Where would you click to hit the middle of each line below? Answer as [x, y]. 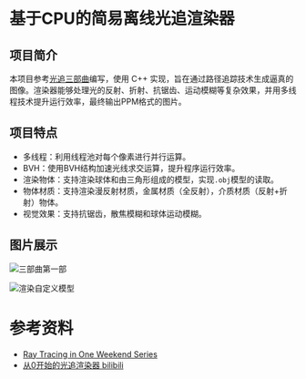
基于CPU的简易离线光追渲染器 [122, 19]
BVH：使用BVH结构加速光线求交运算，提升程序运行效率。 [131, 168]
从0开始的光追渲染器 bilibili [73, 364]
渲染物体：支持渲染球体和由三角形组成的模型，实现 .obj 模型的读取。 [151, 179]
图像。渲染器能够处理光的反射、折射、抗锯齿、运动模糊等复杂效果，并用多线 [153, 90]
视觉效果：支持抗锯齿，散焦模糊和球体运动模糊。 [114, 213]
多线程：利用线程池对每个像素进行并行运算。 [107, 157]
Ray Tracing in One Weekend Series [90, 354]
